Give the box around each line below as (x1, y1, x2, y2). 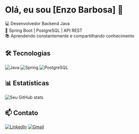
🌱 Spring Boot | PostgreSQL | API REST (5, 27, 83, 33)
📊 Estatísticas (5, 79, 49, 87)
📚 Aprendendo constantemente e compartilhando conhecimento (5, 33, 135, 39)
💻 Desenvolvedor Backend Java (5, 20, 70, 26)
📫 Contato (5, 108, 39, 117)
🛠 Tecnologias (5, 49, 51, 57)
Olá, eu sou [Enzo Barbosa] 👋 (5, 4, 124, 15)
